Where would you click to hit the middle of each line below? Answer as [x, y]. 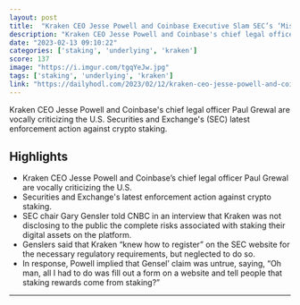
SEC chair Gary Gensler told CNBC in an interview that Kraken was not [151, 216]
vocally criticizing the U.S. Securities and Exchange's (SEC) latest [129, 119]
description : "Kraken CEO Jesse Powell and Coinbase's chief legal [137, 34]
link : [19, 84]
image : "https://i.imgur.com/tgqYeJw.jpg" [89, 68]
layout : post [33, 17]
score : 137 [29, 59]
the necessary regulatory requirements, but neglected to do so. [139, 254]
